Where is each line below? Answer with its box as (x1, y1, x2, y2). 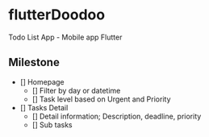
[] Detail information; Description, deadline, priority (31, 111, 202, 121)
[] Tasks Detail (19, 102, 69, 112)
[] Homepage (19, 77, 65, 86)
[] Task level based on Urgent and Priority (31, 94, 171, 104)
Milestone (8, 56, 61, 69)
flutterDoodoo (8, 6, 106, 24)
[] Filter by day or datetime (31, 85, 121, 95)
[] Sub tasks (31, 119, 73, 130)
